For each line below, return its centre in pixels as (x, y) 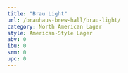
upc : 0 (17, 59)
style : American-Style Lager (50, 33)
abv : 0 (17, 40)
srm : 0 (17, 53)
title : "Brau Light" (38, 14)
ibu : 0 (17, 46)
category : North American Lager (55, 26)
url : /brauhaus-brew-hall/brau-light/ (64, 20)
